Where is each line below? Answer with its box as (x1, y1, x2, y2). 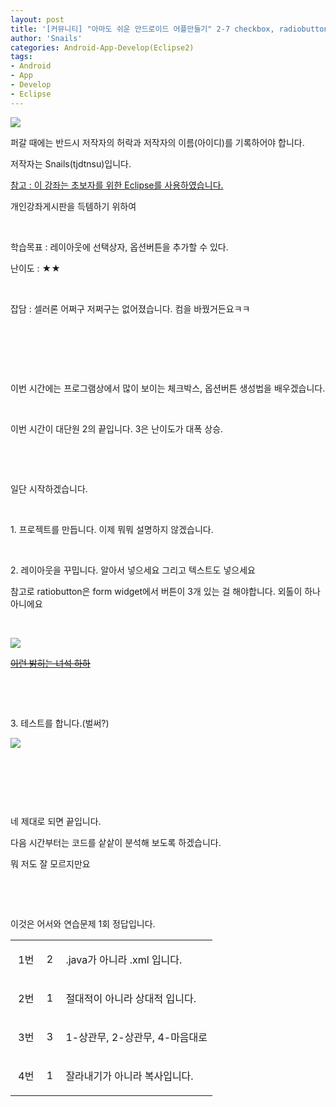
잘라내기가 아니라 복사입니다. (65, 1069, 194, 1083)
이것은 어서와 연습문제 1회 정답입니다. (10, 917, 156, 930)
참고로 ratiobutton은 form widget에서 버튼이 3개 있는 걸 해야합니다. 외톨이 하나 (10, 585, 321, 597)
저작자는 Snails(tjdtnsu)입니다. (10, 157, 132, 170)
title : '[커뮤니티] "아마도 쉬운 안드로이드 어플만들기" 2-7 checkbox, (10, 24, 275, 34)
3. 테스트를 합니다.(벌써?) (10, 717, 110, 729)
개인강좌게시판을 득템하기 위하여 (10, 200, 137, 212)
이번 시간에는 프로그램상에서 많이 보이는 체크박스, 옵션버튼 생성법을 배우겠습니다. (10, 382, 326, 394)
